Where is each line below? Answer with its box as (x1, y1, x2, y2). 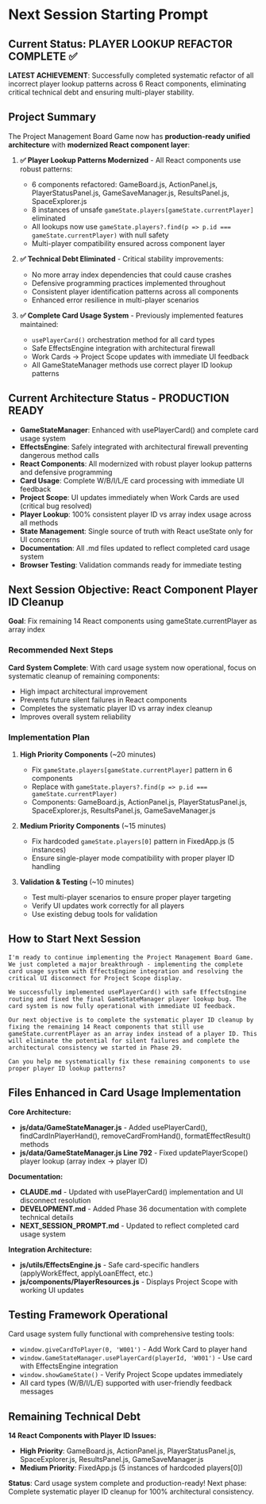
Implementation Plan (8, 732, 90, 743)
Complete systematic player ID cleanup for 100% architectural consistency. (8, 1487, 254, 1497)
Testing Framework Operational (8, 1308, 168, 1322)
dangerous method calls (19, 450, 99, 460)
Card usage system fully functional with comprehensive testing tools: (8, 1329, 235, 1339)
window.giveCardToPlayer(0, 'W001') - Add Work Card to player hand (19, 1344, 248, 1354)
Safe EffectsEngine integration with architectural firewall (31, 343, 216, 352)
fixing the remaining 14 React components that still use (8, 1022, 204, 1031)
